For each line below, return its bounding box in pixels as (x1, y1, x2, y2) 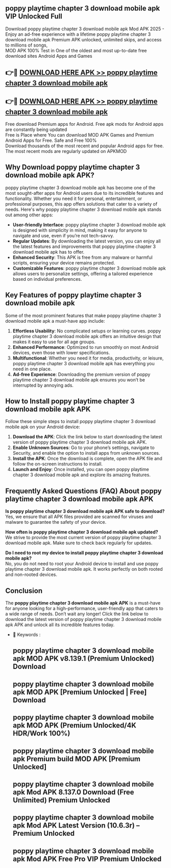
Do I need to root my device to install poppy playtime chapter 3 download (5, 550, 163, 556)
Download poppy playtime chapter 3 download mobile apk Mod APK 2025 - (5, 26, 165, 32)
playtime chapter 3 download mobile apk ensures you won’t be (12, 376, 145, 383)
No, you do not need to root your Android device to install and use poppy (5, 561, 159, 567)
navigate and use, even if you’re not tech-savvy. (12, 232, 114, 238)
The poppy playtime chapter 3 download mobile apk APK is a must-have (5, 600, 161, 606)
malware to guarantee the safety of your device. (5, 519, 107, 525)
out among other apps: (5, 212, 54, 218)
